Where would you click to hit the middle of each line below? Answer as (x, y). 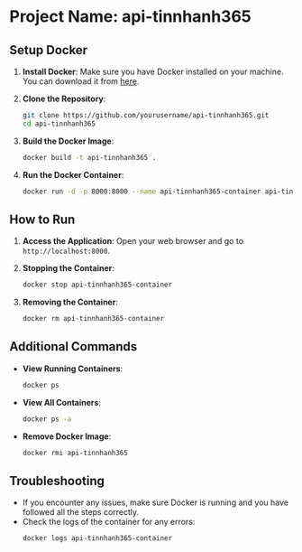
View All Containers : (62, 402)
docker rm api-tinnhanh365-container (93, 319)
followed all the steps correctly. (81, 512)
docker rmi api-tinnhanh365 (75, 453)
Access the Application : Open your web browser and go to (133, 241)
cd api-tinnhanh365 (59, 124)
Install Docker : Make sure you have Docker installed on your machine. (153, 71)
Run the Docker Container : (73, 174)
